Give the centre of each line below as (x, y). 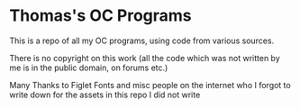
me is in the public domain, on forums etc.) (89, 68)
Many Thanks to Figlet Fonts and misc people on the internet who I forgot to (150, 85)
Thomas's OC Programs (100, 16)
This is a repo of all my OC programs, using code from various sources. (142, 41)
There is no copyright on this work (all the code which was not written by (145, 58)
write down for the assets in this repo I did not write (105, 95)
